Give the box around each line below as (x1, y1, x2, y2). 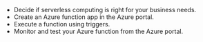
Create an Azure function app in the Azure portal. (13, 13, 154, 21)
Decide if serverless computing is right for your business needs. (13, 6, 197, 14)
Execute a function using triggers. (13, 20, 110, 28)
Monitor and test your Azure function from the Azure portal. (13, 27, 184, 35)
